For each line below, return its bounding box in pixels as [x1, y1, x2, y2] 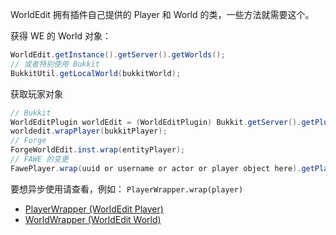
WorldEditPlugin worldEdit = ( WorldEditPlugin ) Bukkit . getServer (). [10, 117, 302, 127]
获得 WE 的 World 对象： [10, 30, 112, 42]
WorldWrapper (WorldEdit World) [24, 213, 162, 225]
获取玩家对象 [10, 88, 63, 100]
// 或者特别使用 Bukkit [10, 59, 100, 69]
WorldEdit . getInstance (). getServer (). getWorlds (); [10, 50, 226, 60]
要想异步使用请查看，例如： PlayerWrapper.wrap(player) [10, 183, 244, 195]
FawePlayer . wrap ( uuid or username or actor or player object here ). [10, 163, 302, 173]
